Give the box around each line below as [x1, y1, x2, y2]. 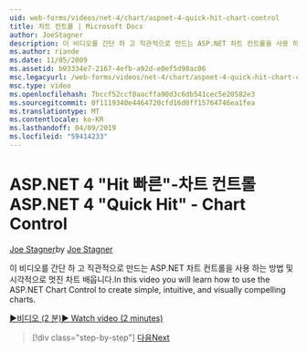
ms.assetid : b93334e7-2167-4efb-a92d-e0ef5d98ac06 [9, 65, 206, 74]
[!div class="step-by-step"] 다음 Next [31, 332, 171, 343]
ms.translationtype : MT [9, 107, 101, 116]
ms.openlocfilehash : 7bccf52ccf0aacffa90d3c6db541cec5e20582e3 [9, 89, 256, 98]
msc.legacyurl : [9, 73, 68, 82]
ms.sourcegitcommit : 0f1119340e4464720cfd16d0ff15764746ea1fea [9, 98, 256, 108]
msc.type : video [9, 81, 71, 90]
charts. [9, 294, 37, 305]
